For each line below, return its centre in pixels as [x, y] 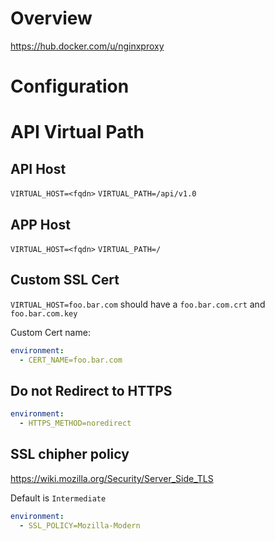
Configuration [70, 86]
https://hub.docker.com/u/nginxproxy [87, 46]
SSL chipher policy [70, 454]
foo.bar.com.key [44, 313]
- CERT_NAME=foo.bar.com [71, 360]
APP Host [40, 224]
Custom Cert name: [50, 332]
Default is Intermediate [58, 498]
